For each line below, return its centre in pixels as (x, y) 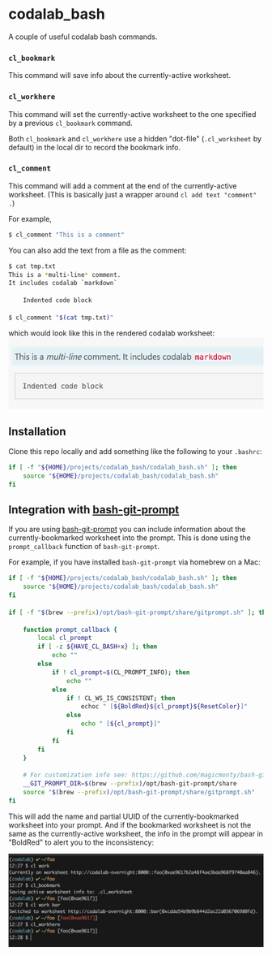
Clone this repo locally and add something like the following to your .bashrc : (135, 451)
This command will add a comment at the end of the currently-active (123, 186)
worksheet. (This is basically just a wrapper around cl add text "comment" (133, 194)
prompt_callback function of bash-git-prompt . (84, 547)
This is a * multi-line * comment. (65, 275)
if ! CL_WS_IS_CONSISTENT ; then (121, 698)
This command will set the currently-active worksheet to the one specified (132, 114)
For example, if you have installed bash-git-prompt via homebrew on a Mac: (134, 562)
